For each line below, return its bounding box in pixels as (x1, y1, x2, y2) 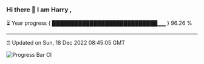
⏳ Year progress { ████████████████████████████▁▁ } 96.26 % (6, 19, 192, 27)
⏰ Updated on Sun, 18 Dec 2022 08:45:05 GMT (6, 39, 126, 46)
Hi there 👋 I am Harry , (6, 5, 72, 14)
